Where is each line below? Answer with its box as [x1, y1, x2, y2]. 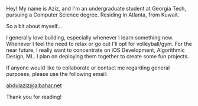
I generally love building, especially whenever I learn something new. [6, 34, 174, 41]
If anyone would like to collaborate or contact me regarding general [6, 64, 170, 71]
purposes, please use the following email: [6, 71, 108, 77]
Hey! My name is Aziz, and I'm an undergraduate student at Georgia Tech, [6, 5, 186, 12]
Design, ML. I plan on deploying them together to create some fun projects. [6, 53, 189, 59]
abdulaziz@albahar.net [6, 82, 62, 89]
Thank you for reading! [6, 94, 62, 100]
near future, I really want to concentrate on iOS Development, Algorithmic [6, 47, 185, 54]
